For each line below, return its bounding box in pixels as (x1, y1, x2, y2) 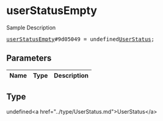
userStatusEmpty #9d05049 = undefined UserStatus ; (6, 35, 154, 43)
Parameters (6, 53, 52, 64)
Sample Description (6, 24, 56, 31)
